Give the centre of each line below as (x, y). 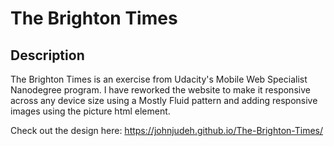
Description (47, 55)
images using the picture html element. (90, 111)
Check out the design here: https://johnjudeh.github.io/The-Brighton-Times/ (167, 130)
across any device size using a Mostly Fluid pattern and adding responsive (164, 100)
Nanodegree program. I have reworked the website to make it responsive (160, 90)
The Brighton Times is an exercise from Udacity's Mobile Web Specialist (159, 79)
